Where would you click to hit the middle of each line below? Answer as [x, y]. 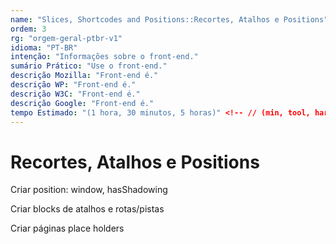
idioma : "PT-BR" [44, 47]
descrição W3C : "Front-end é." [75, 94]
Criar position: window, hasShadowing [89, 190]
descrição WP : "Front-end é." [73, 85]
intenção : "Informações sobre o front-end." [104, 57]
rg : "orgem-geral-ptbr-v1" [66, 38]
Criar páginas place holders [67, 228]
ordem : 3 [28, 29]
